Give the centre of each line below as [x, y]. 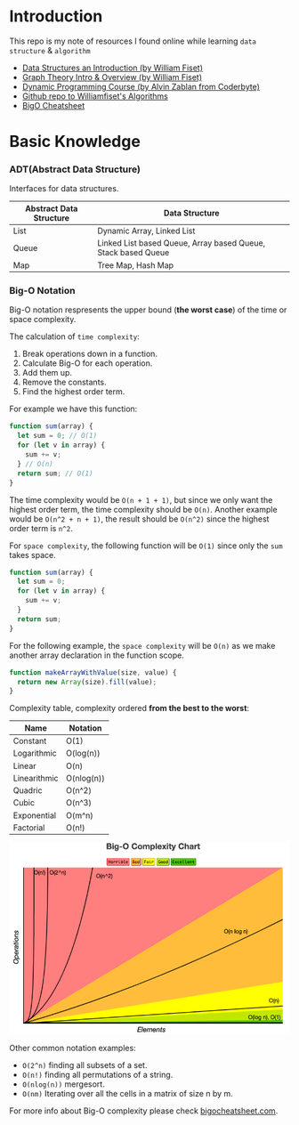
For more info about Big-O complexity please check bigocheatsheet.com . [144, 1111]
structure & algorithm [50, 50]
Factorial [29, 827]
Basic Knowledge [75, 142]
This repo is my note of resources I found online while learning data [133, 41]
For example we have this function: [73, 409]
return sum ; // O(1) [55, 473]
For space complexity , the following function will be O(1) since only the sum [146, 546]
